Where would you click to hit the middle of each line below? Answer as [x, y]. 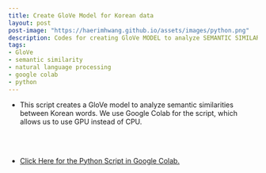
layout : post [30, 23]
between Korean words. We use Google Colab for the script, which [128, 113]
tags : [17, 45]
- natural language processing [60, 67]
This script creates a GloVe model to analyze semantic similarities [126, 105]
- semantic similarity [46, 60]
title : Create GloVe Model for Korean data [81, 15]
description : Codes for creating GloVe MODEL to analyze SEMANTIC [120, 38]
